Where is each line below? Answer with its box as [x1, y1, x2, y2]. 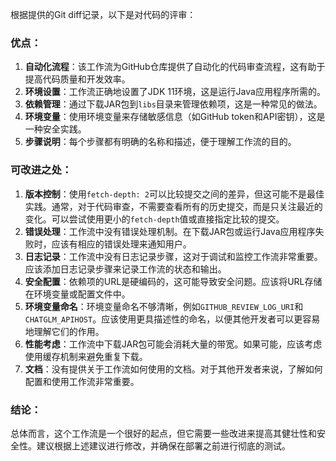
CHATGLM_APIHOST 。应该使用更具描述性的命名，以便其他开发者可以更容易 [24, 313, 321, 325]
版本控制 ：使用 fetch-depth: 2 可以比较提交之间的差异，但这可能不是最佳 [24, 188, 325, 200]
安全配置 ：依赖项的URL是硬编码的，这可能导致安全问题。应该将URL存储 [24, 275, 323, 287]
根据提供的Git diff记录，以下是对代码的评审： [10, 9, 197, 20]
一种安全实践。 [24, 123, 87, 135]
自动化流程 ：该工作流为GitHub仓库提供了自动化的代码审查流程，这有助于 [24, 61, 326, 73]
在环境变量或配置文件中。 [24, 288, 131, 300]
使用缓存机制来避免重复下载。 [24, 350, 148, 362]
